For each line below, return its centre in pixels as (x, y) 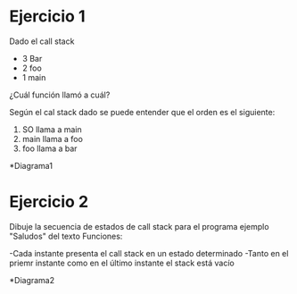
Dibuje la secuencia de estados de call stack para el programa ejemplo (139, 226)
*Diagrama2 (32, 280)
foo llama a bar (49, 148)
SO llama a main (52, 129)
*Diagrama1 (31, 165)
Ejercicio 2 (49, 202)
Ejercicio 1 (47, 17)
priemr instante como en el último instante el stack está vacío (122, 263)
